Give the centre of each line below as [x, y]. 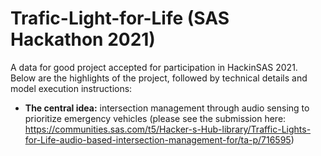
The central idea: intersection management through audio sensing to [167, 108]
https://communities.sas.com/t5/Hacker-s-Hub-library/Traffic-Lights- [168, 129]
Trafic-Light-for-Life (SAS [120, 18]
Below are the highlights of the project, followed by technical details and [159, 78]
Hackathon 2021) [83, 39]
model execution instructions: [71, 88]
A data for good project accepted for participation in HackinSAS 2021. [154, 67]
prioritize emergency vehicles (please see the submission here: [155, 118]
